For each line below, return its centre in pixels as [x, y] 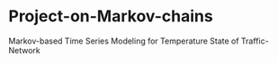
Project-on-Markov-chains [111, 16]
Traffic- [255, 41]
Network [25, 50]
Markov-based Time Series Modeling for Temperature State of [124, 41]
